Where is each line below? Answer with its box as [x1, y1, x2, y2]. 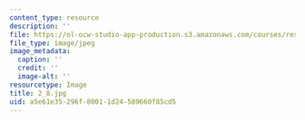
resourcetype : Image [9, 80, 88, 89]
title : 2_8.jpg [9, 88, 67, 97]
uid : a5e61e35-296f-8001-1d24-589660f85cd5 [9, 97, 177, 106]
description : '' [9, 22, 71, 31]
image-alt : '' [17, 72, 71, 81]
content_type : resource [9, 13, 100, 23]
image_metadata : [9, 47, 71, 56]
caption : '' [17, 55, 64, 64]
